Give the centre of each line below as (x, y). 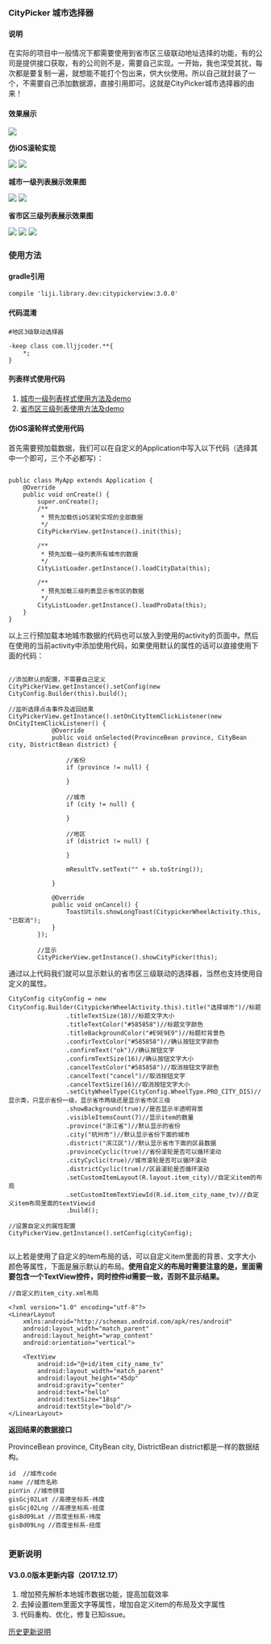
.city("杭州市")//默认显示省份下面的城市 (128, 1135)
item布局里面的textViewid (54, 1203)
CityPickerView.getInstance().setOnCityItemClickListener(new (115, 717)
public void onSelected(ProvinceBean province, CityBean (149, 738)
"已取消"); (25, 921)
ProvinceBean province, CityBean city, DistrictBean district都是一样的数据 (130, 1447)
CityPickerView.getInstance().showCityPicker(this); (128, 958)
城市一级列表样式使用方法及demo (75, 398)
